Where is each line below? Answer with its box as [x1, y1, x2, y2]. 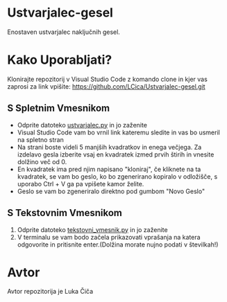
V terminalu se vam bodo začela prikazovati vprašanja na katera [17, 233, 201, 241]
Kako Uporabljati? [7, 52, 112, 68]
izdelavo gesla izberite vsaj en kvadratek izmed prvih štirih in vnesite [17, 150, 215, 159]
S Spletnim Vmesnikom [7, 103, 110, 114]
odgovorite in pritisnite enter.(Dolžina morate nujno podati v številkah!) [17, 240, 219, 249]
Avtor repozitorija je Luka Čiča [7, 287, 94, 296]
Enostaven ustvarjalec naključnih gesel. [7, 28, 120, 36]
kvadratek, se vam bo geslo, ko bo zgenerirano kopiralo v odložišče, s [17, 172, 218, 181]
